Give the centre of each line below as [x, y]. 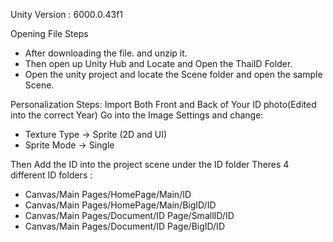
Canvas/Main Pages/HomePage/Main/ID [108, 194]
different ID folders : [51, 175]
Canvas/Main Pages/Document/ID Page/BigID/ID [124, 226]
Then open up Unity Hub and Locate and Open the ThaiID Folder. [158, 63]
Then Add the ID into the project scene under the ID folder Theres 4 [150, 164]
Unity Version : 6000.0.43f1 [67, 14]
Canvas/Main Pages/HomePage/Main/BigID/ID [120, 205]
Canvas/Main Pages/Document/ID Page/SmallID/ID [129, 215]
